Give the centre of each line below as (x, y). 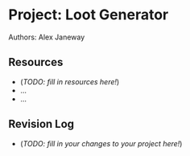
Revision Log (41, 124)
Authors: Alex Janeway (47, 37)
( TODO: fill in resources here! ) (70, 81)
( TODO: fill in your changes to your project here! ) (101, 143)
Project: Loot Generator (89, 15)
